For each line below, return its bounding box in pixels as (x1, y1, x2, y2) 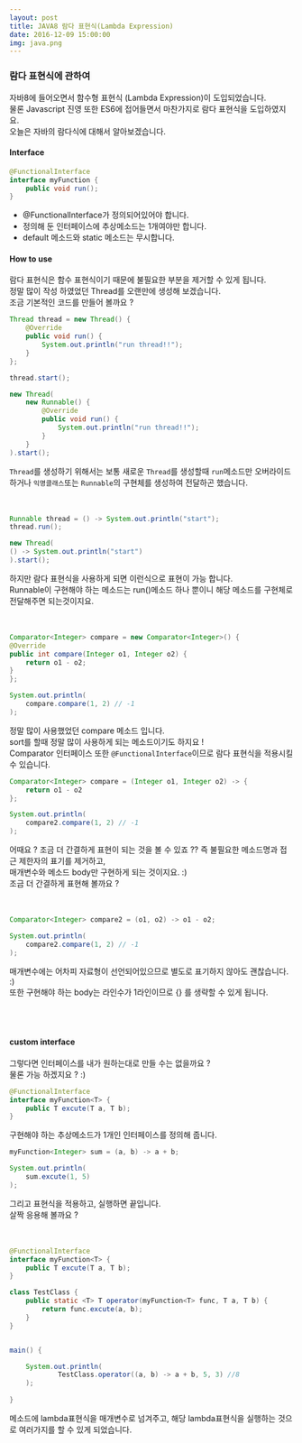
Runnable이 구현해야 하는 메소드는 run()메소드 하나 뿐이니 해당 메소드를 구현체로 (9, 584, 293, 595)
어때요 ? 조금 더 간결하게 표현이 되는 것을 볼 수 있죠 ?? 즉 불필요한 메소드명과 (9, 844, 278, 855)
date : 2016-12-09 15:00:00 (9, 30, 111, 39)
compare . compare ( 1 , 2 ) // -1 (25, 700, 135, 709)
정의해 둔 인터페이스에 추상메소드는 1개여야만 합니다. (22, 221, 207, 232)
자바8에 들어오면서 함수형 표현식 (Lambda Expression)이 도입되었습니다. (9, 92, 267, 103)
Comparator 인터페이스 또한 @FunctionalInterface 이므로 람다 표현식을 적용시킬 (9, 748, 294, 758)
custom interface (9, 1036, 76, 1047)
